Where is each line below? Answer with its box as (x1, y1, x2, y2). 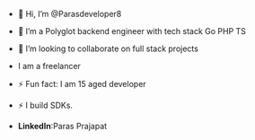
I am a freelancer (17, 61, 81, 71)
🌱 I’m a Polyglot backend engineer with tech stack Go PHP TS (17, 26, 247, 36)
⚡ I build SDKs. (17, 100, 74, 110)
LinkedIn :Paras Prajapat (17, 121, 108, 131)
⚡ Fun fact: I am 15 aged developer (17, 79, 146, 89)
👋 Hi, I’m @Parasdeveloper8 (17, 9, 122, 19)
